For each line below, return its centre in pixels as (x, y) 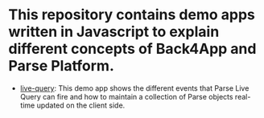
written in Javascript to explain (114, 32)
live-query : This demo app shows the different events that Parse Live (134, 88)
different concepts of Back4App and (132, 49)
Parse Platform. (61, 66)
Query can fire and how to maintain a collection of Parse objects (126, 96)
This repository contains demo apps (132, 15)
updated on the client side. (81, 105)
